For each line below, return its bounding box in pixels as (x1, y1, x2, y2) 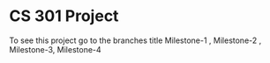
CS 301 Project (9, 6, 119, 26)
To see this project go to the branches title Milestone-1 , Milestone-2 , (9, 35, 262, 45)
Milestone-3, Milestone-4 (9, 44, 101, 54)
